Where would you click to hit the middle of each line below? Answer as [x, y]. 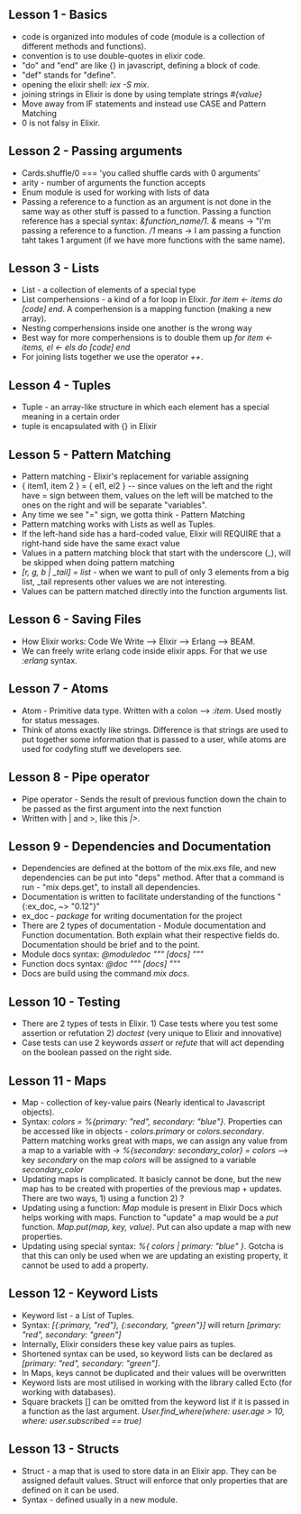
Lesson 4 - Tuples [60, 385]
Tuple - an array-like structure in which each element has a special [145, 407]
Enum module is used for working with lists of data [115, 192]
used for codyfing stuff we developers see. [101, 748]
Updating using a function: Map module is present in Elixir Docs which [152, 1207]
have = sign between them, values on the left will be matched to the [147, 496]
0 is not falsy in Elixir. [61, 123]
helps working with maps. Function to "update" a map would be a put [150, 1217]
